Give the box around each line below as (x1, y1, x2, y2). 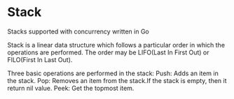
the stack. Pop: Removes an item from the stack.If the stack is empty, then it (7, 76, 227, 84)
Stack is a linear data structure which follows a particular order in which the (7, 40, 226, 49)
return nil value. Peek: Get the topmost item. (7, 84, 135, 92)
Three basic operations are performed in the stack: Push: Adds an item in (7, 69, 219, 77)
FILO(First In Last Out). (7, 55, 73, 63)
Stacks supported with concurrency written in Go (7, 27, 149, 36)
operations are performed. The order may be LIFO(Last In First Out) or (7, 48, 209, 56)
